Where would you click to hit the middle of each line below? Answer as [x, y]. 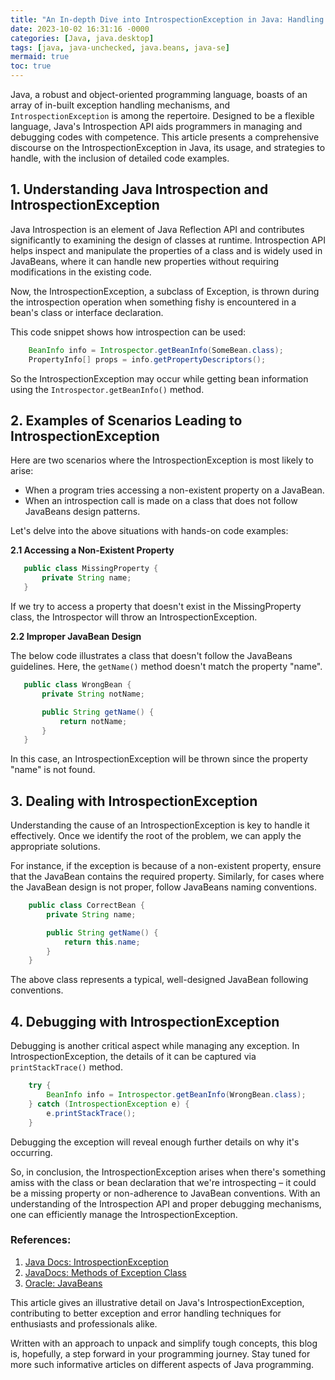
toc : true [31, 66]
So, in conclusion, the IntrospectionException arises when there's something [168, 1172]
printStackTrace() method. [66, 1067]
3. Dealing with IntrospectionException [134, 801]
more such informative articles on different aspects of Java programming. [162, 1364]
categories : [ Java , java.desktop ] [82, 38]
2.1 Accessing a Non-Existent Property [92, 550]
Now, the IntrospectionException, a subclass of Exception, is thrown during [165, 291]
